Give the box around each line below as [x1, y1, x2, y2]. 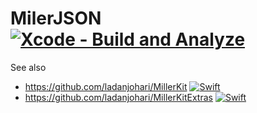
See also [10, 61, 47, 73]
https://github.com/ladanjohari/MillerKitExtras [24, 91, 213, 103]
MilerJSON [10, 7, 102, 30]
